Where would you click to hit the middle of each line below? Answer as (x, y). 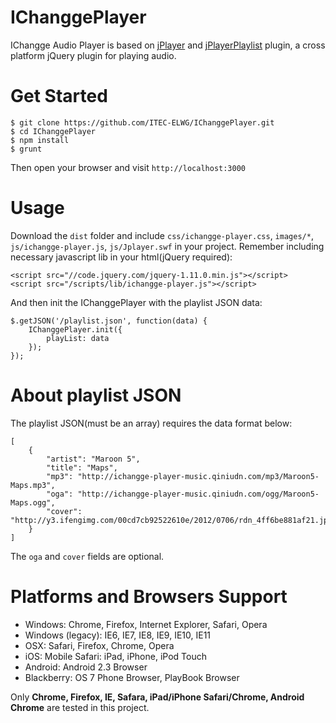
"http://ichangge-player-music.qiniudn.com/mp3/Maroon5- (198, 476)
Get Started (59, 96)
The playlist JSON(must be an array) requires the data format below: (151, 423)
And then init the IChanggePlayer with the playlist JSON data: (136, 302)
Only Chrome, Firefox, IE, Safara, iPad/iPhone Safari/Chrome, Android (157, 697)
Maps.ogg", (33, 502)
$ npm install (40, 140)
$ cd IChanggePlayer (53, 131)
